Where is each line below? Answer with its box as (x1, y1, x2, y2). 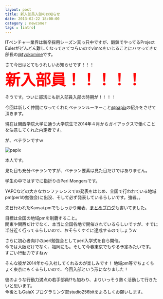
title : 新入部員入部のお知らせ (5, 12, 60, 17)
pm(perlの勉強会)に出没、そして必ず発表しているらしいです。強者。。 (5, 195, 144, 200)
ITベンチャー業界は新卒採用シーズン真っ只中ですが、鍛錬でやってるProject (5, 40, 155, 45)
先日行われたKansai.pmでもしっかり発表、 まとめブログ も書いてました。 (5, 205, 149, 211)
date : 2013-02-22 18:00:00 (5, 16, 60, 21)
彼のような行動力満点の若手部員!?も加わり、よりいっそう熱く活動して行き (5, 277, 153, 283)
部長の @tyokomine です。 (5, 52, 55, 58)
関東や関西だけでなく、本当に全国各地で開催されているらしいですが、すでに (5, 221, 159, 227)
